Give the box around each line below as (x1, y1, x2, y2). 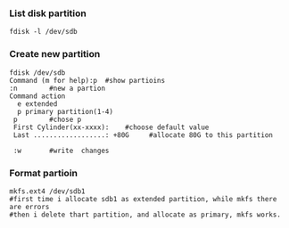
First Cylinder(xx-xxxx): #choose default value (12, 123, 210, 132)
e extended (17, 99, 58, 109)
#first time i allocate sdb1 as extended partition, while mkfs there (9, 194, 277, 203)
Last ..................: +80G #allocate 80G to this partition (12, 130, 274, 140)
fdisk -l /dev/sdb (9, 28, 78, 37)
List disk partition (9, 7, 87, 20)
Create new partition (9, 48, 101, 61)
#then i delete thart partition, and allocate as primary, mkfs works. (9, 210, 281, 219)
